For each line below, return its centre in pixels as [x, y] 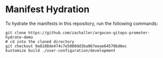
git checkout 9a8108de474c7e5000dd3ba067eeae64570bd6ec [66, 46]
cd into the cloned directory [42, 42]
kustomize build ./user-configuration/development [60, 50]
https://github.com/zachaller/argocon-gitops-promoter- [89, 33]
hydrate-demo [19, 37]
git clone [16, 33]
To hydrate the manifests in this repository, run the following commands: [82, 23]
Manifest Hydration [47, 9]
